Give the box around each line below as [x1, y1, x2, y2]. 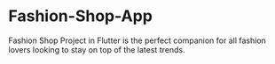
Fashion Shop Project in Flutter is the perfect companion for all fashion [8, 35, 267, 46]
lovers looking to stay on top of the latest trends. [8, 44, 185, 54]
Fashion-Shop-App [8, 6, 153, 26]
